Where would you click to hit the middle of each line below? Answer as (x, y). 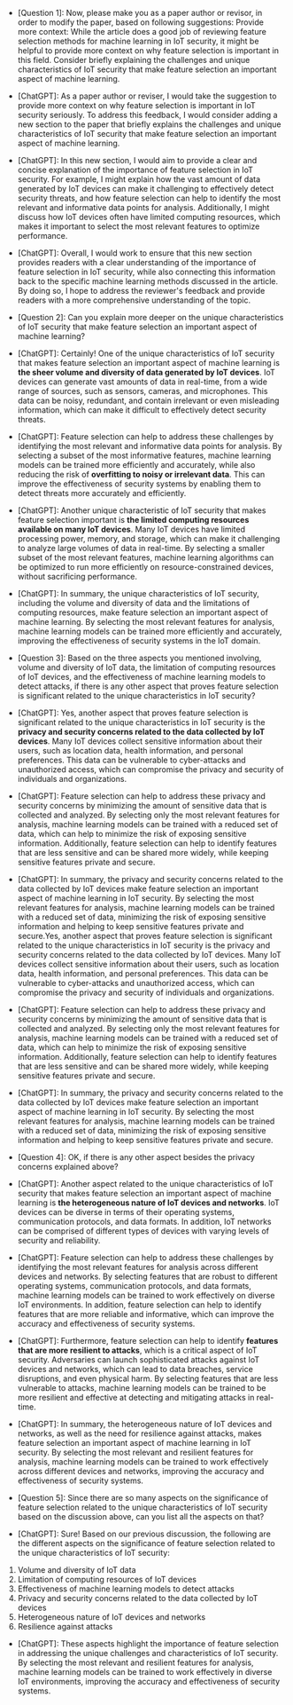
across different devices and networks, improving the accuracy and (141, 1471)
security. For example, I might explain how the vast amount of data (139, 179)
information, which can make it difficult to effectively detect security (142, 410)
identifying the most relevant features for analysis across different (138, 1267)
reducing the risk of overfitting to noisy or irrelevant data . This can (141, 474)
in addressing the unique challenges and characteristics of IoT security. (148, 1653)
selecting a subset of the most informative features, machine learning (144, 455)
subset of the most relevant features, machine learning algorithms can (146, 557)
